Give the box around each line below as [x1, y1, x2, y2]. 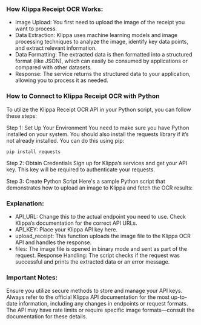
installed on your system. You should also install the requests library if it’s [6, 130, 189, 138]
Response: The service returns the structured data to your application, [15, 70, 191, 78]
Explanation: [6, 199, 44, 208]
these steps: [6, 112, 38, 120]
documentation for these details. [6, 313, 88, 320]
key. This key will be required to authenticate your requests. [6, 166, 156, 173]
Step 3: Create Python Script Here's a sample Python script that [6, 177, 165, 185]
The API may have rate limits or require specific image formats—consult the [6, 306, 195, 314]
